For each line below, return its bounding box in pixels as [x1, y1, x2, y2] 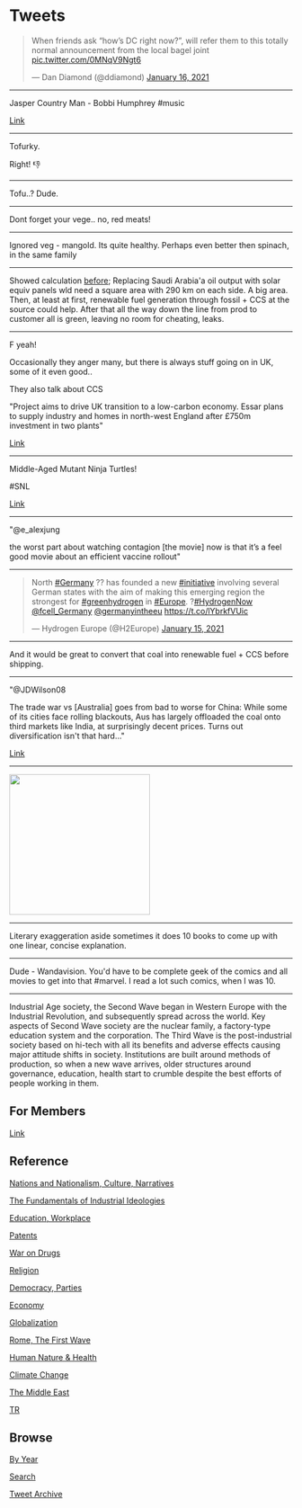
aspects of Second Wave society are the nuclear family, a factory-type [9, 1020, 271, 1031]
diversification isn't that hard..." [9, 730, 126, 741]
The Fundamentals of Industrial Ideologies [9, 1195, 165, 1206]
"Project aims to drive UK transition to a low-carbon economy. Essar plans [9, 401, 284, 412]
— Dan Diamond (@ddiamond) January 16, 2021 [31, 71, 209, 82]
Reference [9, 1154, 69, 1169]
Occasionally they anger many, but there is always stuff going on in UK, [9, 356, 274, 367]
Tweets [9, 5, 66, 26]
